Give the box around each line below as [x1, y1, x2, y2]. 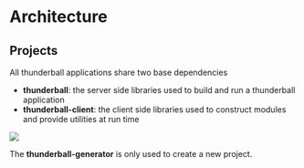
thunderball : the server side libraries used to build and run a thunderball [22, 85, 296, 95]
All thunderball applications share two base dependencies [9, 67, 228, 78]
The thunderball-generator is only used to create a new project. [9, 149, 253, 159]
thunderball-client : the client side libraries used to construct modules [22, 104, 287, 115]
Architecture [9, 6, 108, 27]
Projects [9, 43, 58, 58]
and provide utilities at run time [22, 114, 140, 124]
